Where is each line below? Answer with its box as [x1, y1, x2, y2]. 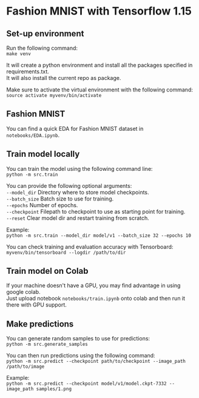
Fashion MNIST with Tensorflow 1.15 [6, 4, 192, 18]
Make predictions [6, 319, 74, 329]
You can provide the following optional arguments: [6, 182, 132, 189]
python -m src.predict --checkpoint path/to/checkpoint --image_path [6, 359, 186, 365]
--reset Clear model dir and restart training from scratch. [6, 214, 150, 222]
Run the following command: [6, 44, 78, 51]
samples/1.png [36, 386, 72, 392]
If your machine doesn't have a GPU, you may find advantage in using [6, 282, 181, 289]
